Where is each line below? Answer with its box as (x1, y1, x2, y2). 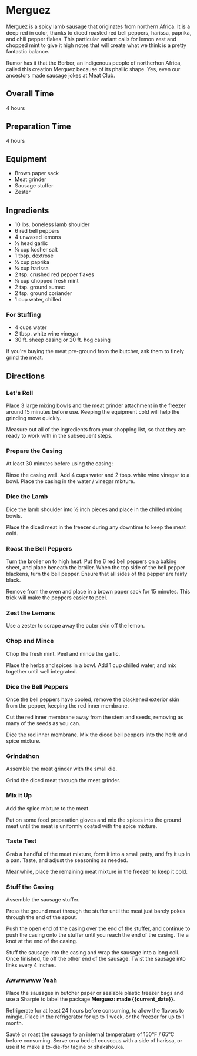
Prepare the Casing (6, 447, 63, 455)
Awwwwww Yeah (6, 976, 58, 984)
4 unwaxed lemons (14, 233, 61, 241)
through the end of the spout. (6, 914, 78, 921)
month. (6, 1020, 24, 1027)
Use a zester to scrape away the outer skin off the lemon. (6, 622, 145, 629)
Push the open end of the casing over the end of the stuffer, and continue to (6, 925, 191, 932)
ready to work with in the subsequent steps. (6, 433, 113, 440)
